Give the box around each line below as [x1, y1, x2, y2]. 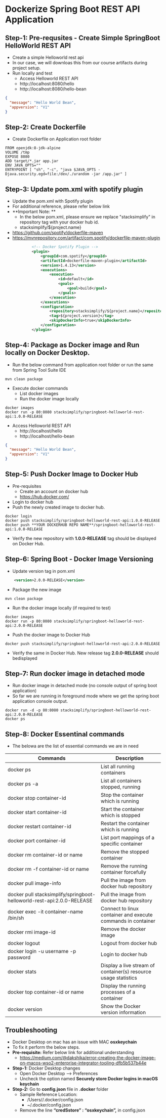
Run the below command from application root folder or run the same [12, 362, 154, 368]
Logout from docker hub [100, 940, 157, 947]
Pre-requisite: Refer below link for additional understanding [12, 1049, 134, 1055]
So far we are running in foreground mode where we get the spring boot [12, 693, 160, 699]
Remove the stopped [100, 849, 149, 856]
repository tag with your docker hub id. [19, 219, 99, 225]
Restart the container [100, 820, 150, 827]
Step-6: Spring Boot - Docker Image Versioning [5, 555, 154, 563]
